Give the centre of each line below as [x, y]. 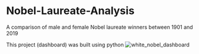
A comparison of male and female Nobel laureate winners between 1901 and [100, 27]
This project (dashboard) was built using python [65, 45]
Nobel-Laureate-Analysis [71, 11]
